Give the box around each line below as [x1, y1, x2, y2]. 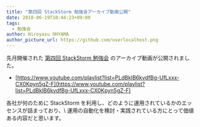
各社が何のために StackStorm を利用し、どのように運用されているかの [6, 99, 182, 106]
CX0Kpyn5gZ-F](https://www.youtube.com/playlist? [15, 80, 145, 88]
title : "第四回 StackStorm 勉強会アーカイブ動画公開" [6, 8, 132, 15]
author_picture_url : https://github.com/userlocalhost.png [6, 37, 159, 43]
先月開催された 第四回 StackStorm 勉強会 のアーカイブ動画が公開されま [6, 54, 185, 61]
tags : [6, 20, 20, 26]
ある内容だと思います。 [6, 114, 65, 122]
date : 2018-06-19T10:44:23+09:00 [6, 15, 91, 21]
